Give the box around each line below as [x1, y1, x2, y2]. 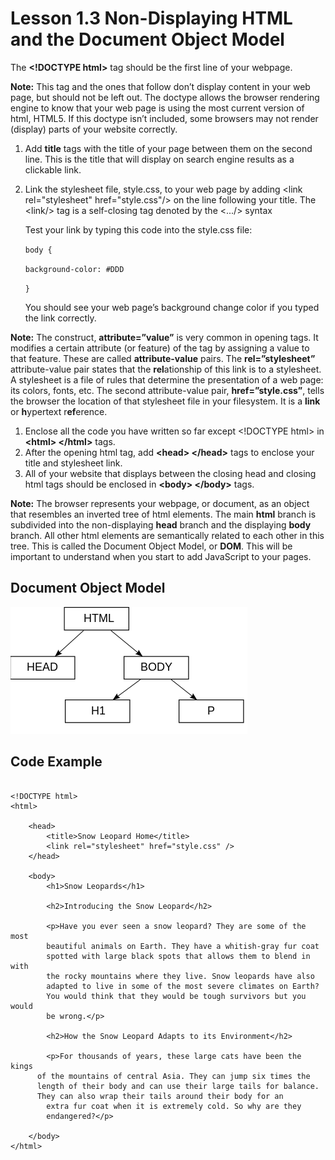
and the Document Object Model [10, 28, 285, 51]
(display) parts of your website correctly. [10, 123, 178, 135]
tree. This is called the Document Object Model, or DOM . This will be [10, 540, 293, 552]
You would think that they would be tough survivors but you [46, 991, 307, 1001]
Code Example [10, 753, 103, 771]
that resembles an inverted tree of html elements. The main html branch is [10, 508, 317, 520]
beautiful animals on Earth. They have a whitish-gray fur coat [46, 941, 320, 951]
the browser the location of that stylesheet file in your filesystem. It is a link [10, 395, 321, 407]
